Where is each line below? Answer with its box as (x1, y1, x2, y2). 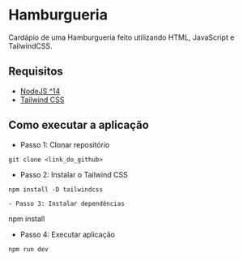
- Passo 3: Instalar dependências (8, 199, 126, 208)
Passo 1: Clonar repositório (19, 139, 110, 149)
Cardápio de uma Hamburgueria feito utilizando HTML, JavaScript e (8, 32, 235, 42)
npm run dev (8, 245, 49, 253)
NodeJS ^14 (19, 86, 61, 96)
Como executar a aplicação (8, 118, 150, 132)
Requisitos (8, 65, 63, 79)
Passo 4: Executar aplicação (19, 229, 116, 239)
